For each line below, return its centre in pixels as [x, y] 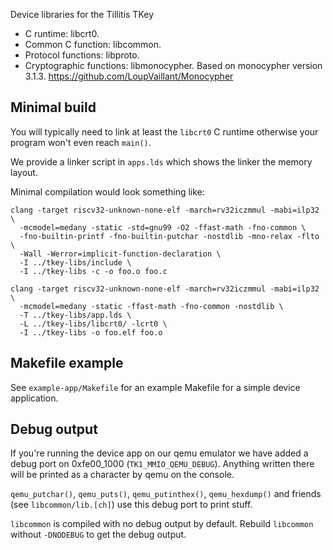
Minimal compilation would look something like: [107, 191]
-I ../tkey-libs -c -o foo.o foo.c [93, 271]
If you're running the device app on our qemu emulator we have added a [159, 453]
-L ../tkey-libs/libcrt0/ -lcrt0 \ [93, 324]
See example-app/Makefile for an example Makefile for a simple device [155, 387]
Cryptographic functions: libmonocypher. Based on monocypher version [173, 65]
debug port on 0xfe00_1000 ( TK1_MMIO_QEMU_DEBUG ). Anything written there [162, 464]
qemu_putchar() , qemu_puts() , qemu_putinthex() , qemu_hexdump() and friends [166, 494]
